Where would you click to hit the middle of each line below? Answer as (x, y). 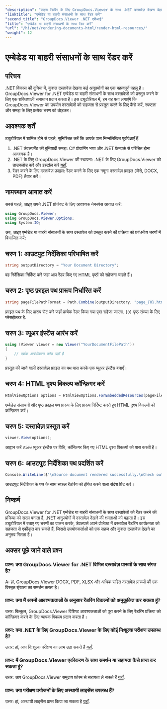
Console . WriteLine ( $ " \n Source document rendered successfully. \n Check (80, 475)
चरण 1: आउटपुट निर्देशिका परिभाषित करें (52, 254)
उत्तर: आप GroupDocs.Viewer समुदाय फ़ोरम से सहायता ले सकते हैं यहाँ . (65, 677)
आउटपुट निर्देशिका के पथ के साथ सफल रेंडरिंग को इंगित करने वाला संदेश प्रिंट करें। (70, 484)
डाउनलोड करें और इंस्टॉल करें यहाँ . (40, 165)
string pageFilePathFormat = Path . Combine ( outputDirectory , (69, 302)
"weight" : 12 (19, 33)
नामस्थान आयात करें (29, 192)
